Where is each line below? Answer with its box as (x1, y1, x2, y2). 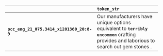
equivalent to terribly (97, 25, 148, 32)
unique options (97, 19, 131, 26)
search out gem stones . (97, 43, 152, 50)
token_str (97, 6, 120, 12)
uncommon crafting (97, 31, 136, 38)
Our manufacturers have (97, 13, 153, 20)
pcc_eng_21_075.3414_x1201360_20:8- (7, 27, 92, 32)
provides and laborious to (97, 37, 155, 44)
